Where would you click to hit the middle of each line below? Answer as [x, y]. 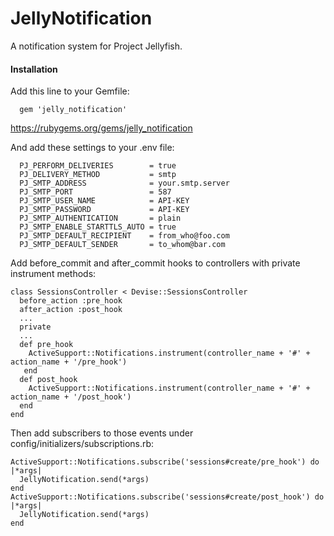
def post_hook [48, 380]
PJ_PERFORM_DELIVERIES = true [98, 166]
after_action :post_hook [71, 310]
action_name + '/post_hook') [71, 397]
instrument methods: [53, 274]
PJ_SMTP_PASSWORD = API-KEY [104, 210]
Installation [34, 69]
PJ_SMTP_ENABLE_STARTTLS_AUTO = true [98, 227]
